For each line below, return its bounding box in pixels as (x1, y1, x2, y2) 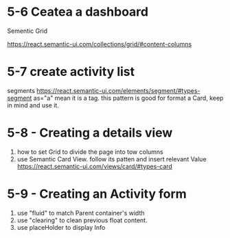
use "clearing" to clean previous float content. (16, 216, 148, 224)
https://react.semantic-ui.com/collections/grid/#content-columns (7, 40, 192, 48)
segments (7, 86, 36, 94)
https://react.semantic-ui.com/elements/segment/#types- (36, 86, 200, 94)
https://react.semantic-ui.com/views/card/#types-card (16, 162, 173, 170)
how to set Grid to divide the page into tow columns (16, 148, 163, 156)
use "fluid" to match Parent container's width (16, 209, 145, 217)
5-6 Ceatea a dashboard (7, 4, 149, 20)
